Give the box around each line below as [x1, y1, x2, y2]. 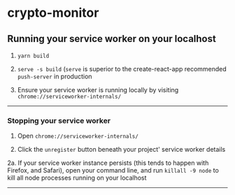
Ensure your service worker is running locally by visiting [17, 86, 179, 94]
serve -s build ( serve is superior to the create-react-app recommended [17, 65, 227, 73]
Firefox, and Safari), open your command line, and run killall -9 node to [7, 166, 219, 175]
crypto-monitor [7, 5, 99, 21]
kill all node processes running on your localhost [7, 173, 147, 182]
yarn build [17, 52, 50, 59]
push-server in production [17, 72, 92, 80]
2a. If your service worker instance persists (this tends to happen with [7, 159, 209, 167]
